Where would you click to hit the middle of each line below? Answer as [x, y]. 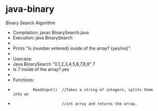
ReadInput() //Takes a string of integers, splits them [93, 90]
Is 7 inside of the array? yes [41, 69]
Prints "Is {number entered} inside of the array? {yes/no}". [72, 48]
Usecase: [23, 58]
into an [21, 94]
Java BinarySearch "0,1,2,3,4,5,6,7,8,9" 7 [54, 64]
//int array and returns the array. [100, 104]
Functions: [24, 80]
